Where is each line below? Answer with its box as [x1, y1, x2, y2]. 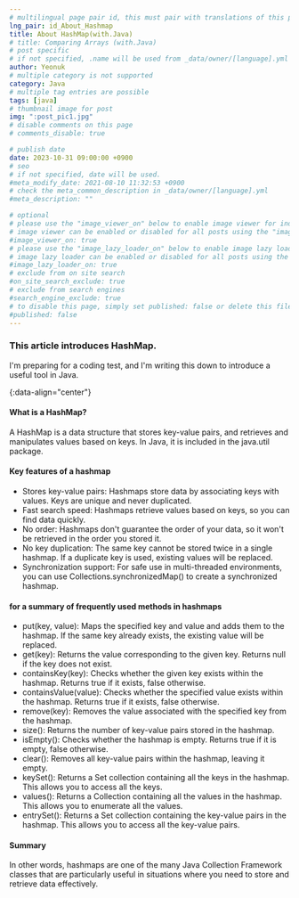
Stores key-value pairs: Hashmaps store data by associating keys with [21, 486, 279, 497]
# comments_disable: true [9, 129, 105, 138]
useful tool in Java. [9, 369, 79, 380]
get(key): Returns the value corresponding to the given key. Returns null [21, 649, 287, 660]
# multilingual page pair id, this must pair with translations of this [9, 12, 285, 22]
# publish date [9, 145, 66, 154]
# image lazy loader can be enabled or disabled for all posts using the [9, 252, 289, 261]
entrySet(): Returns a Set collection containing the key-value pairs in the [21, 810, 287, 820]
